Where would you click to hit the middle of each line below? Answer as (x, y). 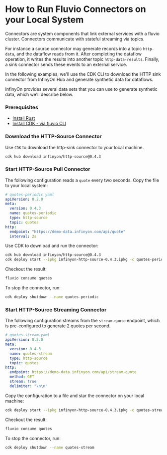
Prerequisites (22, 107)
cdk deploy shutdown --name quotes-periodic (52, 297)
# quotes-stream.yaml (28, 335)
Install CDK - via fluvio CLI (39, 124)
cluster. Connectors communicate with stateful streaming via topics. (75, 39)
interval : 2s (23, 236)
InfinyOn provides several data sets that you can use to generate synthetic (81, 89)
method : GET (22, 377)
